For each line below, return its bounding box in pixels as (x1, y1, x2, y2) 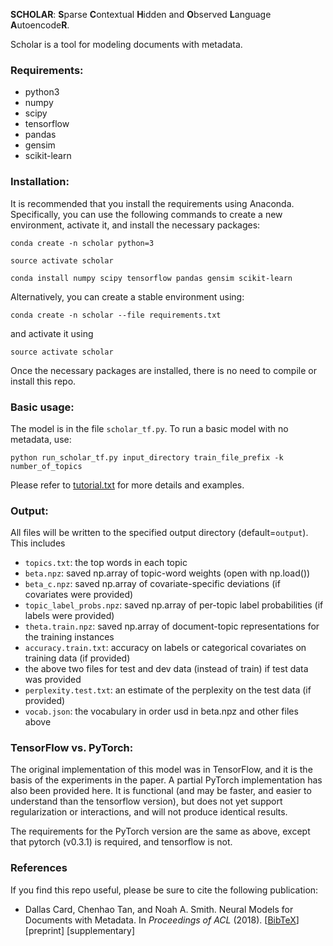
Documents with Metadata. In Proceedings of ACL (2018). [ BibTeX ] (24, 914, 300, 926)
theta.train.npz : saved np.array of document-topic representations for (24, 620, 320, 633)
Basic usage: (10, 400, 75, 414)
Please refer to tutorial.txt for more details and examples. (10, 479, 245, 491)
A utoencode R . (10, 19, 70, 31)
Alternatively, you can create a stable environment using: (10, 290, 245, 303)
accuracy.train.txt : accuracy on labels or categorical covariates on (24, 642, 307, 654)
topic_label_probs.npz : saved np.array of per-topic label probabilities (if (24, 599, 324, 611)
